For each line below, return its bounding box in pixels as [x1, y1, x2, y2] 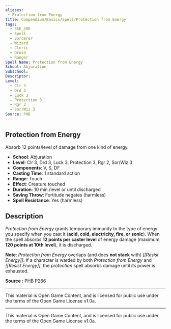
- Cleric [10, 45, 28, 50]
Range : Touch [12, 175, 42, 181]
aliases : [5, 7, 24, 13]
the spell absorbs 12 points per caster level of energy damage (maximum [5, 236, 160, 242]
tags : [5, 21, 17, 27]
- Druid [10, 50, 26, 55]
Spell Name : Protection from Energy [5, 60, 83, 65]
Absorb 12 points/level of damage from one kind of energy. [5, 144, 129, 150]
